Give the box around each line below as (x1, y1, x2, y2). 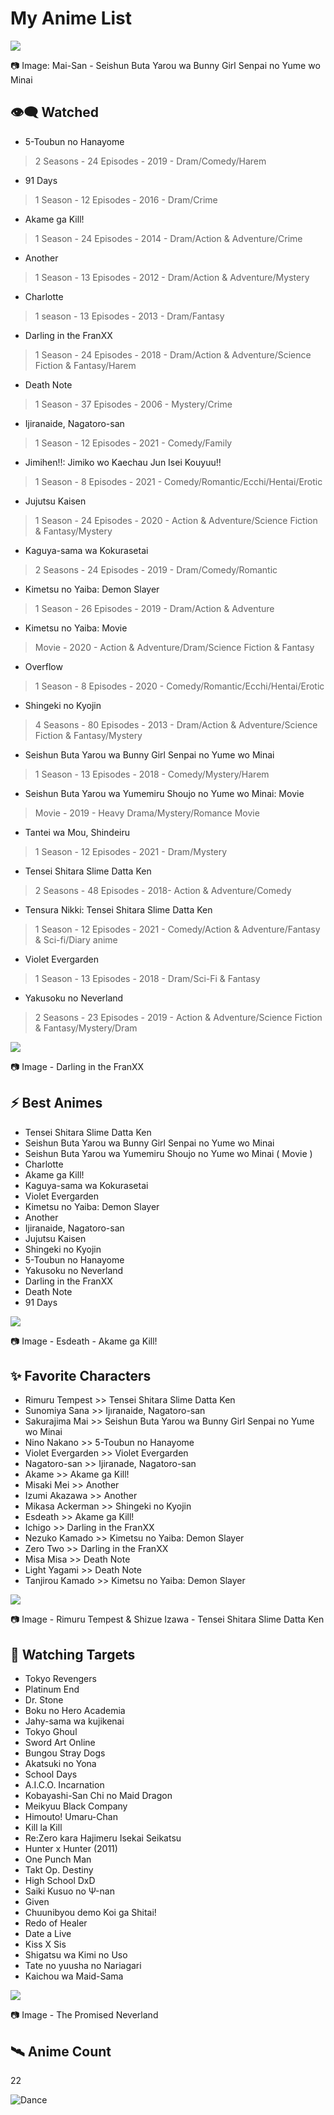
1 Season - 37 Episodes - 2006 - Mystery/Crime (34, 398, 233, 410)
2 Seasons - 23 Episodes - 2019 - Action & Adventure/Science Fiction (34, 1011, 323, 1023)
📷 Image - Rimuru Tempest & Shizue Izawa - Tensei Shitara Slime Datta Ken (10, 1613, 325, 1626)
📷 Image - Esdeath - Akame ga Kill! (10, 1335, 158, 1347)
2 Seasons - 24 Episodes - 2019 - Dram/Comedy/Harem (34, 155, 267, 167)
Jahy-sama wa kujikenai (24, 1715, 125, 1727)
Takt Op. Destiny (24, 1864, 94, 1876)
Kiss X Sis (24, 1938, 67, 1951)
